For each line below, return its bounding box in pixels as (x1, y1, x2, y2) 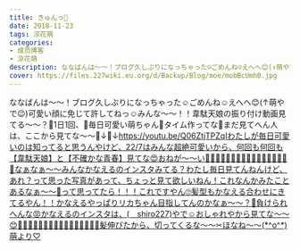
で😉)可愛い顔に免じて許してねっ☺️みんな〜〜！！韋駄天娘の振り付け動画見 (9, 108, 287, 119)
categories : (9, 37, 54, 47)
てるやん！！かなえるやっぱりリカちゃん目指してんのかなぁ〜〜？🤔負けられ (9, 197, 288, 208)
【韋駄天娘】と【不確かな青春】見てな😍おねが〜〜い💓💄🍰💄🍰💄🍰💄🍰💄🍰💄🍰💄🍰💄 (9, 153, 287, 163)
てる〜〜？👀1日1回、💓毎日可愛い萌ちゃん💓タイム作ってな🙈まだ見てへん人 (9, 119, 279, 129)
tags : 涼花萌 (9, 29, 54, 38)
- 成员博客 (9, 46, 45, 55)
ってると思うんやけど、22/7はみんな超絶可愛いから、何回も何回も (39, 141, 284, 152)
